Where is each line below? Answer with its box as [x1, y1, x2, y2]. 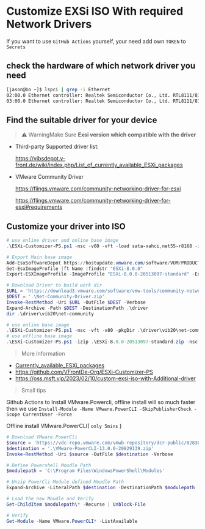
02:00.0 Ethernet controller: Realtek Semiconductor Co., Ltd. [6, 92, 171, 99]
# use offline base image [6, 333, 72, 339]
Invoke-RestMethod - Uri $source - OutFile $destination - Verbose [6, 451, 173, 457]
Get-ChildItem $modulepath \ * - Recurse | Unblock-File [6, 501, 146, 508]
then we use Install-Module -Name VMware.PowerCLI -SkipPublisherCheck [6, 405, 192, 412]
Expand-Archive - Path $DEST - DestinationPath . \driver [6, 305, 149, 311]
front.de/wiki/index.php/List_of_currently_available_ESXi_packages [15, 161, 183, 169]
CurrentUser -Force [22, 411, 72, 418]
